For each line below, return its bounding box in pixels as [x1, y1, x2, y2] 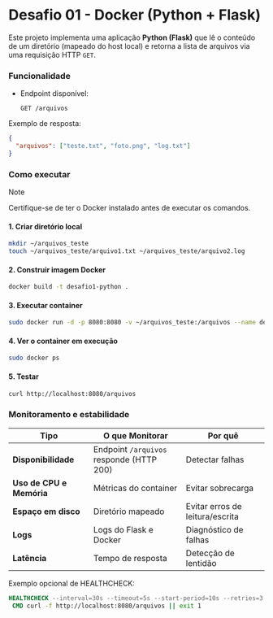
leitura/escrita [185, 511, 240, 522]
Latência [12, 552, 47, 564]
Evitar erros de [185, 500, 242, 511]
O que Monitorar [102, 429, 168, 441]
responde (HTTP [93, 454, 157, 465]
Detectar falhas [185, 454, 245, 465]
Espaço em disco [12, 506, 80, 517]
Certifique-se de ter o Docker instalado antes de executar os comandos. [8, 203, 251, 213]
